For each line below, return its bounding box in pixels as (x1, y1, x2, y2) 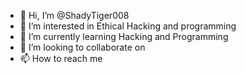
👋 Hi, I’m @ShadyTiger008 (19, 10, 130, 21)
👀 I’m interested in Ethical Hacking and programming (19, 20, 237, 32)
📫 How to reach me (19, 53, 103, 64)
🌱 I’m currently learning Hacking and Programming (19, 31, 229, 42)
